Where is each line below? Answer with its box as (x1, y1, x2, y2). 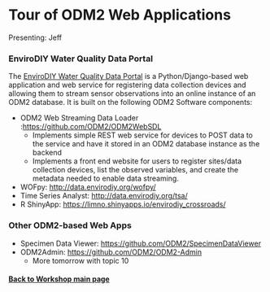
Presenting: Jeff (8, 33, 63, 42)
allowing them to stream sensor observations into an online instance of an (8, 89, 256, 98)
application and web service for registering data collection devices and (8, 80, 246, 90)
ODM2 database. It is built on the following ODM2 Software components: (8, 98, 253, 107)
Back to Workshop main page (8, 274, 110, 284)
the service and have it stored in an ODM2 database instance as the (32, 139, 260, 149)
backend (32, 148, 63, 158)
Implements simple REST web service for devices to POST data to (32, 130, 254, 140)
